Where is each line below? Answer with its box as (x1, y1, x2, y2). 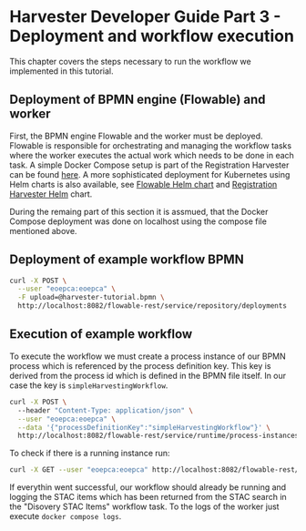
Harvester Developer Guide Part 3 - (9, 6, 281, 27)
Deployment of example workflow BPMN (9, 252, 244, 268)
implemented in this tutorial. (9, 66, 114, 77)
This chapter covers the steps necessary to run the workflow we (9, 56, 252, 66)
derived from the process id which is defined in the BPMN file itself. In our (9, 370, 287, 381)
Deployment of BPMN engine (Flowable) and (9, 92, 266, 107)
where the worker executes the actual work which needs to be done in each (9, 149, 294, 160)
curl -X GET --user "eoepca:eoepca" (9, 465, 148, 475)
